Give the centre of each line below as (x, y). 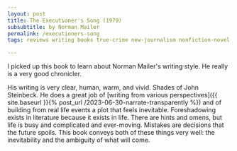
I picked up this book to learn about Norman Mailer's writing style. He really (118, 66)
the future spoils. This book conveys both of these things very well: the (111, 133)
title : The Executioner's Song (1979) (65, 20)
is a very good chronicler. (44, 74)
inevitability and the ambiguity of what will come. (79, 140)
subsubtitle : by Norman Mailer (54, 27)
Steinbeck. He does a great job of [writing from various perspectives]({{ (112, 95)
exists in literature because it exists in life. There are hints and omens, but (115, 118)
